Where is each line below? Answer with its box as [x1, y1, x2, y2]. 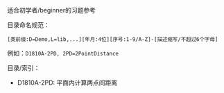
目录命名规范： [7, 21, 50, 29]
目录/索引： [7, 64, 40, 71]
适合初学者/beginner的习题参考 [7, 6, 96, 14]
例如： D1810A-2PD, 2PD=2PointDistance [7, 49, 119, 57]
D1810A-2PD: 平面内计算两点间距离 [17, 78, 118, 87]
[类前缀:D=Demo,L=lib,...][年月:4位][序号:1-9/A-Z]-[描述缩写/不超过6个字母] [7, 36, 218, 43]
